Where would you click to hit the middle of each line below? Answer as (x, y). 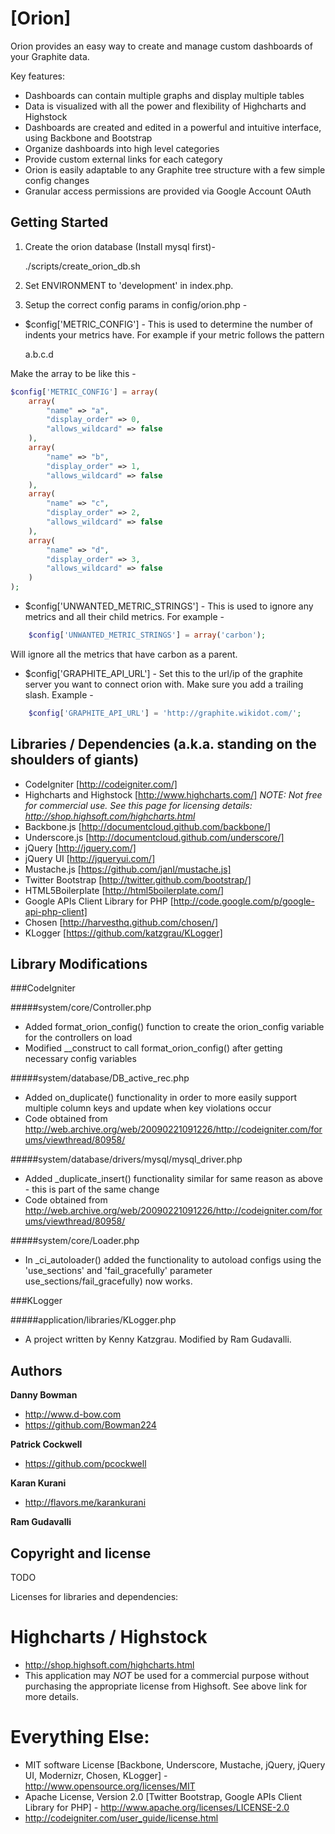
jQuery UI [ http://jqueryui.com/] (90, 858)
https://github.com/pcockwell (85, 1464)
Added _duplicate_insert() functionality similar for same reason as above (173, 1179)
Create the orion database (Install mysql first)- (120, 246)
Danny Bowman (44, 1395)
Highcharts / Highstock (109, 1637)
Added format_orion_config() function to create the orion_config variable (174, 1027)
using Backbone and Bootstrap (88, 138)
